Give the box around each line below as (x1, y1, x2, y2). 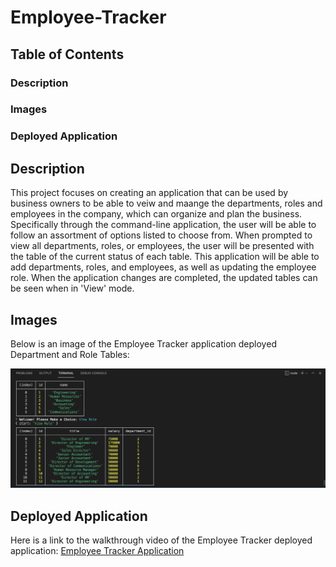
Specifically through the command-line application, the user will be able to (10, 219, 317, 231)
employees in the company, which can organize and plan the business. (10, 208, 303, 220)
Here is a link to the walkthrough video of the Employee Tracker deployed (10, 534, 313, 546)
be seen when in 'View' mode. (10, 282, 135, 295)
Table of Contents (10, 46, 125, 63)
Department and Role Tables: (10, 348, 130, 360)
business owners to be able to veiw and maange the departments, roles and (10, 197, 323, 210)
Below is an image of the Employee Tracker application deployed (10, 337, 277, 350)
